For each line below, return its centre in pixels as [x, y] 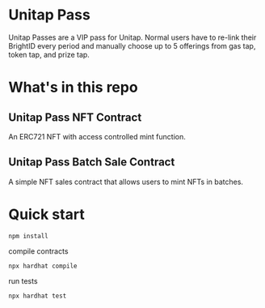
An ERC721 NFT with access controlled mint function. [97, 136]
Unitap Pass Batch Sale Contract [92, 163]
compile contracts [38, 251]
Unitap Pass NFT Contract [75, 117]
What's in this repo [74, 88]
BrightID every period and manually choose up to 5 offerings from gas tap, [132, 45]
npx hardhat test [38, 296]
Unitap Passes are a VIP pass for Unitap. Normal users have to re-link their [132, 37]
